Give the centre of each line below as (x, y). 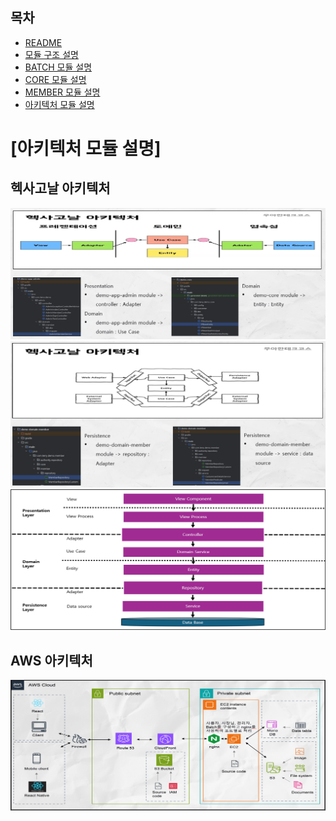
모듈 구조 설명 (51, 54)
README (43, 42)
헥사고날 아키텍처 (60, 188)
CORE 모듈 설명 (55, 79)
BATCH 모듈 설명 (58, 67)
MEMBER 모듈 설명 (62, 92)
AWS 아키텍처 (51, 660)
